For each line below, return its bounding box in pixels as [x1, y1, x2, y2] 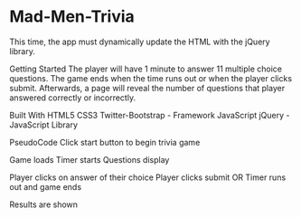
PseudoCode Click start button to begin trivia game [9, 137, 201, 147]
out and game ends [9, 181, 82, 192]
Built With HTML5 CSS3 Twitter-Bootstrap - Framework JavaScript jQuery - [9, 109, 290, 120]
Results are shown [9, 199, 79, 210]
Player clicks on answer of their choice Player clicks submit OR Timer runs [9, 172, 287, 183]
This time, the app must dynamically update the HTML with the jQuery [9, 36, 270, 47]
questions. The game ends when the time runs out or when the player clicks [9, 72, 292, 83]
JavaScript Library [9, 119, 79, 130]
